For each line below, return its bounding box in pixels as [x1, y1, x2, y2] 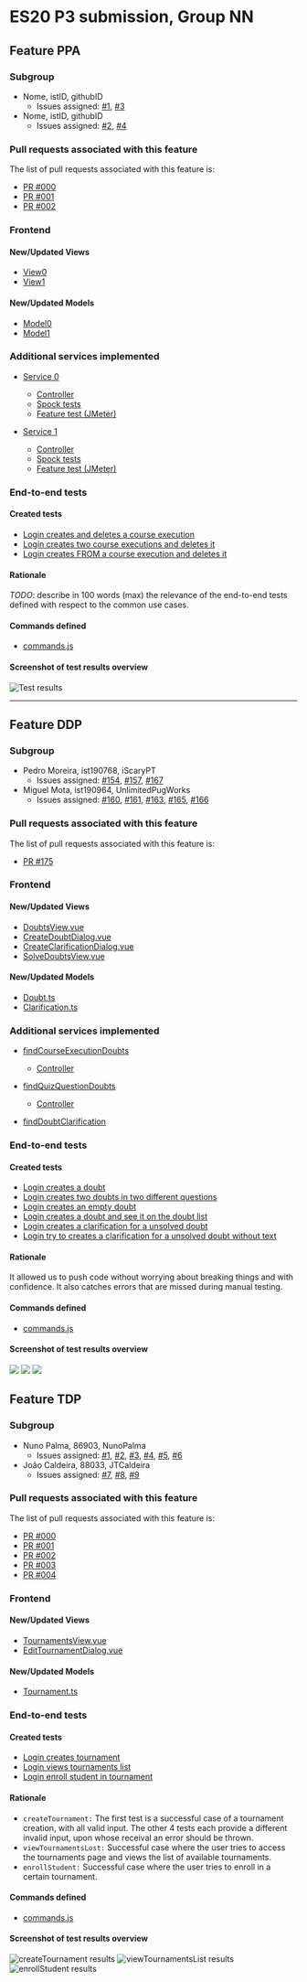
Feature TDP [9, 1392, 82, 1408]
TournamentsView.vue [22, 1634, 107, 1645]
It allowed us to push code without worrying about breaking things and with [9, 1271, 294, 1282]
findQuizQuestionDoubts [22, 1081, 116, 1092]
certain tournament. [22, 1870, 98, 1881]
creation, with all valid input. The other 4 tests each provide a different [22, 1822, 288, 1833]
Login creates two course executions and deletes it [22, 538, 216, 550]
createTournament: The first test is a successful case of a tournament [22, 1813, 284, 1824]
